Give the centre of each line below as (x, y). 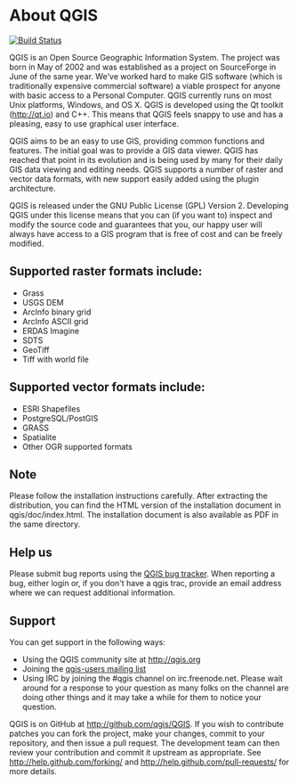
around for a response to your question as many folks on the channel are (155, 688)
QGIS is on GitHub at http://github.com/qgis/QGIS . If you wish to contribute (147, 724)
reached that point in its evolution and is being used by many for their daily (146, 159)
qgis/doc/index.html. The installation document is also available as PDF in (144, 515)
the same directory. (45, 524)
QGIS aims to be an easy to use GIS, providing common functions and (137, 141)
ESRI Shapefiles (51, 408)
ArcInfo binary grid (56, 312)
